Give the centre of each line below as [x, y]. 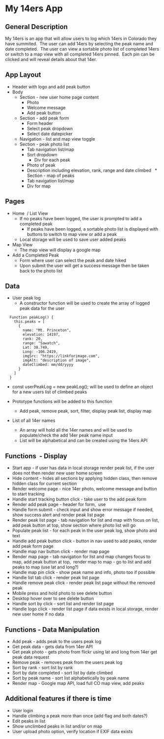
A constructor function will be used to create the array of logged [85, 303]
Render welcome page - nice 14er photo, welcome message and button [84, 489]
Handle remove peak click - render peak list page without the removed [84, 583]
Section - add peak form [44, 118]
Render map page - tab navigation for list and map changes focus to [81, 557]
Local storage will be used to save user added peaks [73, 239]
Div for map [39, 186]
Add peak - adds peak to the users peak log [57, 642]
